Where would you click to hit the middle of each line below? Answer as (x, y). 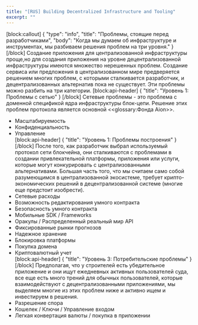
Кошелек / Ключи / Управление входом (64, 309)
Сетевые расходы (37, 196)
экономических (35, 183)
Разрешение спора (39, 303)
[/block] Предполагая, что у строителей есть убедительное (90, 265)
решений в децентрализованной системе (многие (119, 183)
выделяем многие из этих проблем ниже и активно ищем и (90, 290)
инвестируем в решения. (46, 297)
